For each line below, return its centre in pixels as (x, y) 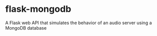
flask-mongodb (38, 9)
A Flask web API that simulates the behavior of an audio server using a (79, 23)
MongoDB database (26, 28)
